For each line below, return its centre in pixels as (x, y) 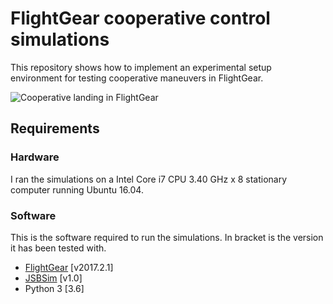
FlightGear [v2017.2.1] (69, 267)
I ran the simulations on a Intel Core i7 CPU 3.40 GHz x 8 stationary (149, 179)
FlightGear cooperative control (140, 18)
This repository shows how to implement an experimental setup (141, 67)
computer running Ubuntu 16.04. (77, 189)
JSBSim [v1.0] (53, 278)
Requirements (55, 128)
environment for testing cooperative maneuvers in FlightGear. (137, 78)
